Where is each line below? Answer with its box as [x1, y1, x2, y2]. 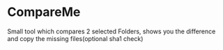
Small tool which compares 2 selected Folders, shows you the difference [7, 27, 216, 35]
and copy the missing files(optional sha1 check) [7, 34, 144, 42]
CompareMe [7, 4, 81, 20]
